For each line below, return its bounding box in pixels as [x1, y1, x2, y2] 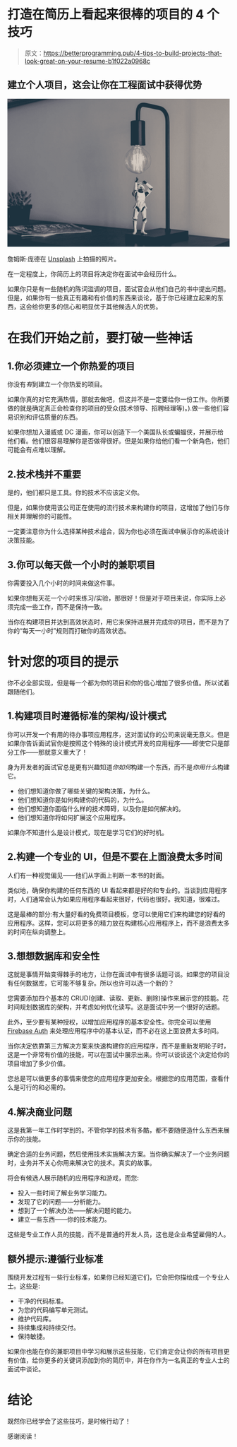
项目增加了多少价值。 [7, 1059, 69, 1068]
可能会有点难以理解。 [7, 446, 69, 454]
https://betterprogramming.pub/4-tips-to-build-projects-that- [43, 49, 222, 57]
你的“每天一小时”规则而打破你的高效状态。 [7, 627, 130, 635]
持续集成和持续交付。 [17, 1323, 80, 1332]
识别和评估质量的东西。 [13, 413, 82, 421]
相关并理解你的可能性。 [7, 512, 75, 521]
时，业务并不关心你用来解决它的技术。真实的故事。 [7, 1159, 156, 1167]
